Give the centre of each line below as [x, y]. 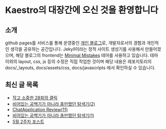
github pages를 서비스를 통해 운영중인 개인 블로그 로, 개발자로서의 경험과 [75, 43]
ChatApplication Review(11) [40, 109]
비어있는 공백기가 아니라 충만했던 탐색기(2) [54, 104]
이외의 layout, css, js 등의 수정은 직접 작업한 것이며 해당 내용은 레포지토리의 [79, 62]
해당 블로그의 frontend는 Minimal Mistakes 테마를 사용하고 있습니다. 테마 [87, 55]
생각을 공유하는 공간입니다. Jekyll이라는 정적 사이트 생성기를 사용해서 [77, 49]
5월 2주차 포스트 [28, 122]
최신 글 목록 [22, 85]
